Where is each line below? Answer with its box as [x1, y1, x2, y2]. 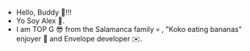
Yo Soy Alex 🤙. [15, 16, 65, 25]
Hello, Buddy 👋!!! [15, 8, 73, 17]
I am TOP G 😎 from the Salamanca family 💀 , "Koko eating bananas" [15, 25, 242, 33]
